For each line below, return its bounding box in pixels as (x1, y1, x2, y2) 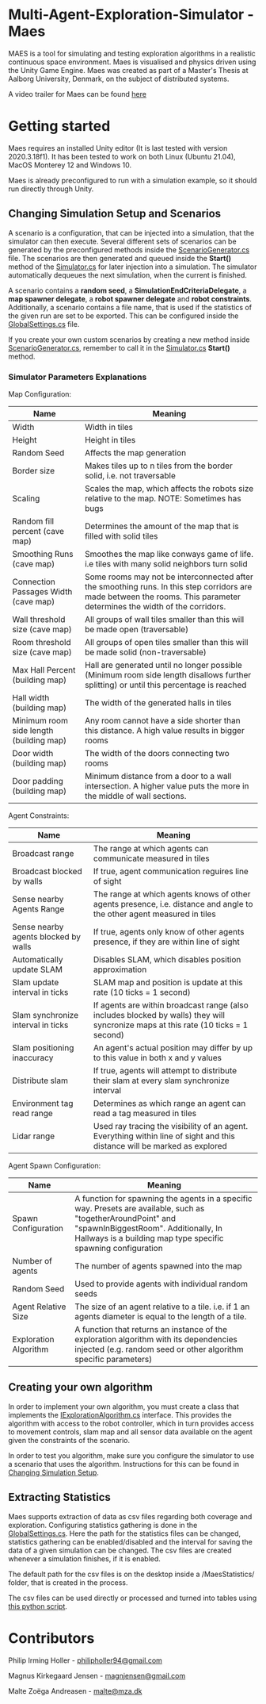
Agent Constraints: (8, 811, 70, 820)
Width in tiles (84, 421, 133, 432)
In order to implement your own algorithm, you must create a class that (8, 1402, 239, 1411)
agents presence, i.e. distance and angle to (93, 898, 253, 909)
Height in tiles (84, 434, 136, 445)
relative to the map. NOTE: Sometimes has (84, 493, 241, 504)
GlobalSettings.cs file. (8, 319, 80, 328)
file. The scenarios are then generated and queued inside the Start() (8, 253, 232, 263)
